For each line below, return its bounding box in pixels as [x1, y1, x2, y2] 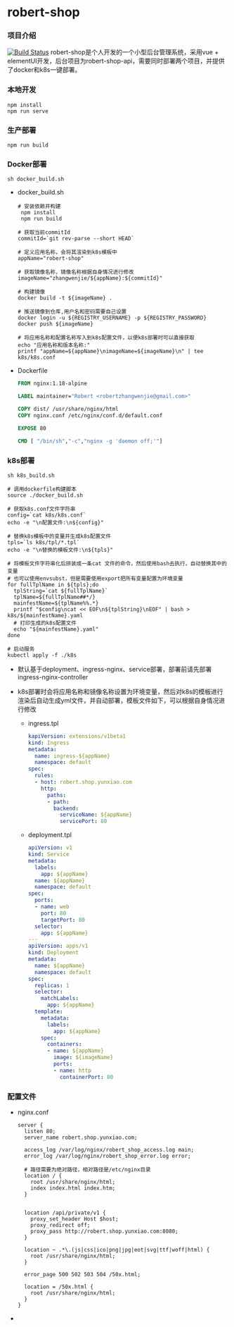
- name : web [34, 903, 70, 911]
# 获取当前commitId [17, 229, 70, 236]
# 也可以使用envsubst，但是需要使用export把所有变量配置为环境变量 [7, 575, 183, 582]
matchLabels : [41, 995, 79, 1002]
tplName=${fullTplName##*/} [13, 593, 96, 600]
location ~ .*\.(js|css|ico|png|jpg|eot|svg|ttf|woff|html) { [24, 1246, 210, 1253]
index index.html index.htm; [30, 1185, 116, 1192]
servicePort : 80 [59, 818, 108, 825]
